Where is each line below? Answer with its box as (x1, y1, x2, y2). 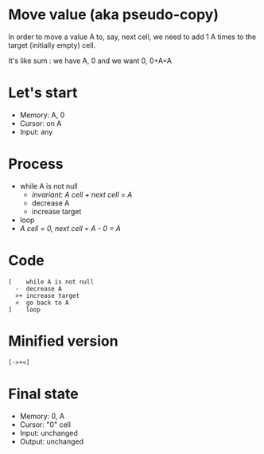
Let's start (8, 84, 78, 102)
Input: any (19, 127, 53, 136)
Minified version (8, 332, 118, 350)
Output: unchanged (19, 436, 84, 446)
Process (8, 155, 64, 173)
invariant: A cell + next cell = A (31, 190, 133, 199)
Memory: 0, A (19, 411, 65, 421)
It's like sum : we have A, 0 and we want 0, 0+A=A (8, 56, 173, 65)
